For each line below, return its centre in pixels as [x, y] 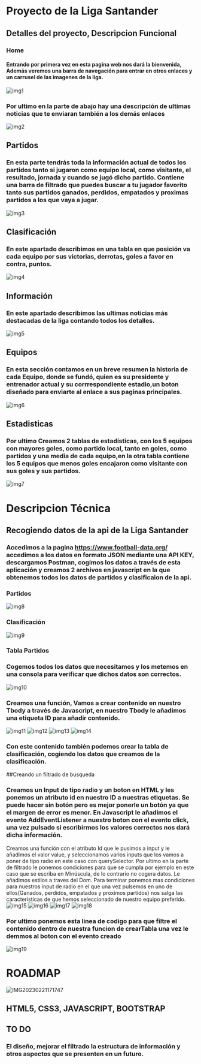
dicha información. [34, 835]
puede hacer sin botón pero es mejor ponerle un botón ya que [98, 805]
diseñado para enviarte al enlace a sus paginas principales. [94, 392]
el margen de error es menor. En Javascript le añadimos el [92, 813]
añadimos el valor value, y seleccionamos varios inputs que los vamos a [95, 854]
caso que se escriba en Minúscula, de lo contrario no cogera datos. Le [93, 873]
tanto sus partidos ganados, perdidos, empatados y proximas [98, 193]
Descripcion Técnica [58, 508]
